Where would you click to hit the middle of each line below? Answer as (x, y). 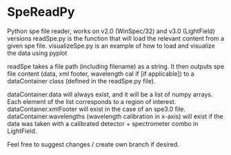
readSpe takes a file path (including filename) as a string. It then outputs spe (116, 66)
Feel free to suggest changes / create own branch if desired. (93, 144)
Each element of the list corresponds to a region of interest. (92, 101)
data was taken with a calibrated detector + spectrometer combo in (103, 123)
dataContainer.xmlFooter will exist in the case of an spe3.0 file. (97, 109)
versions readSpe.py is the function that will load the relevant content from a (116, 38)
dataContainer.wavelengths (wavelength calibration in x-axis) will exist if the (115, 116)
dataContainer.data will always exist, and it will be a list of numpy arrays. (110, 94)
